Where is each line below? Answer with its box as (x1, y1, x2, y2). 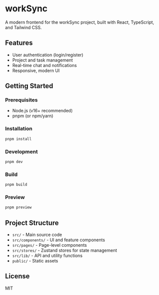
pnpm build (5, 182, 27, 187)
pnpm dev (5, 159, 23, 164)
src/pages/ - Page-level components (12, 242, 87, 248)
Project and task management (12, 57, 73, 63)
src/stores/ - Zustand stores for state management (12, 247, 117, 253)
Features (5, 39, 33, 47)
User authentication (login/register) (12, 52, 83, 58)
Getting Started (5, 82, 53, 90)
